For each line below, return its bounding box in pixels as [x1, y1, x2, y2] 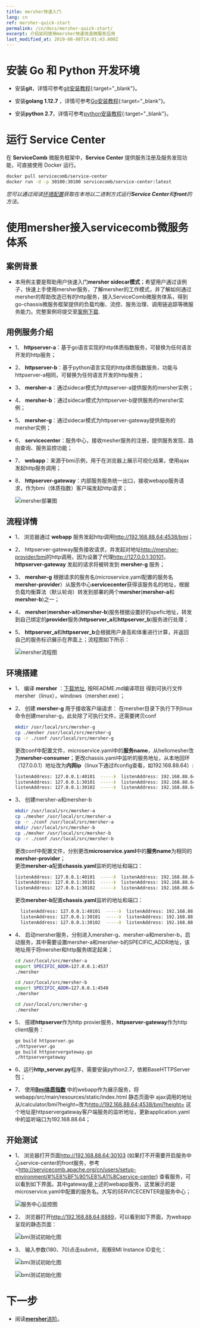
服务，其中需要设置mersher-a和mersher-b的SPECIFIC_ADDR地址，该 [20, 939, 190, 946]
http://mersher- [140, 546, 179, 553]
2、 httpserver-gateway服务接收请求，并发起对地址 [14, 546, 142, 553]
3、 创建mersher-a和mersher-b [14, 796, 92, 803]
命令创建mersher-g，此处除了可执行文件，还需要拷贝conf [14, 712, 157, 719]
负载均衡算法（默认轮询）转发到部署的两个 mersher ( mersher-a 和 [14, 588, 174, 596]
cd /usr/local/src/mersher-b [14, 980, 87, 986]
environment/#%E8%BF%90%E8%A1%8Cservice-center [14, 1173, 157, 1180]
